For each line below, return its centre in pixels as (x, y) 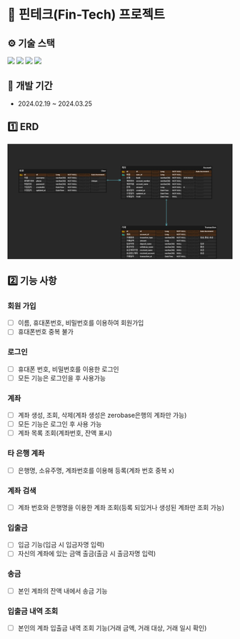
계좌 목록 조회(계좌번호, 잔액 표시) (65, 433)
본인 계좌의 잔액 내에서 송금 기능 (62, 590)
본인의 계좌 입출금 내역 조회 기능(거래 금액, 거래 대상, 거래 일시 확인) (112, 628)
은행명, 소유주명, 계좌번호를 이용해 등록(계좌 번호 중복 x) (96, 470)
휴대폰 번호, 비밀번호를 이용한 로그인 (68, 369)
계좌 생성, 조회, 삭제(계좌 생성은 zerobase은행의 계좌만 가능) (102, 416)
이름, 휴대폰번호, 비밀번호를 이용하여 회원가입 (81, 323)
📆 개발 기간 (30, 86)
